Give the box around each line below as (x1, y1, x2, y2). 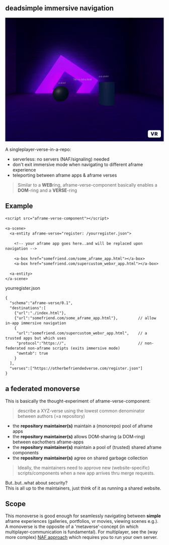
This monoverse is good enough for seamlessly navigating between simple (5, 513, 161, 519)
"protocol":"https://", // (16, 341, 143, 346)
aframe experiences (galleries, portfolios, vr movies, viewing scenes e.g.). (5, 518, 158, 524)
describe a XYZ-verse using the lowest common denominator (17, 408, 145, 414)
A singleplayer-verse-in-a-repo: (5, 146, 71, 152)
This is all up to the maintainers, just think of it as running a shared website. (5, 485, 161, 491)
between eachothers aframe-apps (12, 439, 84, 445)
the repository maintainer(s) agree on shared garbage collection (12, 455, 148, 461)
